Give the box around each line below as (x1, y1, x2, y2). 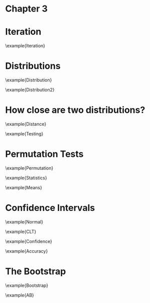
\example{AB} (5, 292, 34, 298)
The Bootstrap (5, 266, 66, 277)
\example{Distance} (5, 121, 47, 127)
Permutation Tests (5, 148, 84, 160)
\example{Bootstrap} (5, 282, 49, 288)
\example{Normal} (5, 218, 44, 224)
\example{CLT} (5, 229, 37, 235)
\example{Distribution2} (5, 87, 55, 93)
